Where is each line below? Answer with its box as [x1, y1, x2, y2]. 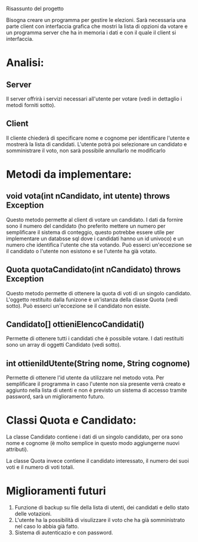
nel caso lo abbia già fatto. [14, 523, 80, 530]
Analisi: [6, 56, 44, 70]
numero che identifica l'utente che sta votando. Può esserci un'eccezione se [6, 241, 192, 248]
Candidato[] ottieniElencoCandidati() [6, 320, 144, 330]
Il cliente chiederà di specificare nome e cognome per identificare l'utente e [6, 134, 190, 141]
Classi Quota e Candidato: [6, 414, 137, 427]
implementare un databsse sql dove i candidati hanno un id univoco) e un [6, 235, 184, 242]
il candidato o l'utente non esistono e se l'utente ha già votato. [6, 247, 157, 254]
